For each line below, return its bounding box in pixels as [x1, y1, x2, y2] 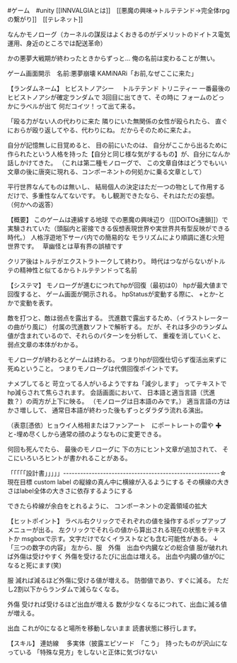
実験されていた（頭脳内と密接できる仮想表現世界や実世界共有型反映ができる [7, 224, 231, 233]
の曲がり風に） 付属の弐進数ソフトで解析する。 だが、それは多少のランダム [7, 323, 228, 331]
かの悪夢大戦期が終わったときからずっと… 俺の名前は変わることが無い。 [7, 54, 219, 62]
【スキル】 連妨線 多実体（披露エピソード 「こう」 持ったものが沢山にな [7, 639, 228, 647]
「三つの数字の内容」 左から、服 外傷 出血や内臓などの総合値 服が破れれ [7, 543, 228, 552]
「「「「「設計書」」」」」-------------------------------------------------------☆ [7, 469, 226, 477]
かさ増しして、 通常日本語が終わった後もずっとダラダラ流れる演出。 [7, 406, 207, 414]
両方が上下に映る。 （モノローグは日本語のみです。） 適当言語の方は [31, 397, 231, 406]
